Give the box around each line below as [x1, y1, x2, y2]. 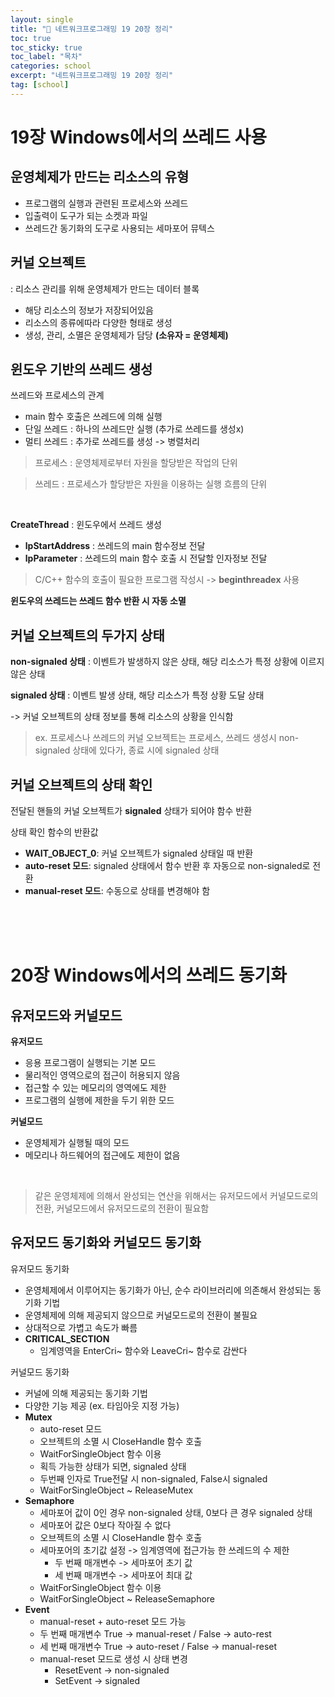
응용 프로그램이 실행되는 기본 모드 [24, 1057, 157, 1068]
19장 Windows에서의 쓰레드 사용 [10, 126, 267, 148]
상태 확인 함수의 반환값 [10, 826, 99, 838]
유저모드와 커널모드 [10, 1007, 123, 1024]
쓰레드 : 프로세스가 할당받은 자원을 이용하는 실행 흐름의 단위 [34, 478, 268, 490]
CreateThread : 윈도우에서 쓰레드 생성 [10, 519, 162, 531]
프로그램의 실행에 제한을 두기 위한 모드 [24, 1094, 175, 1106]
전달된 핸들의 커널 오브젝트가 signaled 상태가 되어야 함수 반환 [10, 805, 253, 816]
